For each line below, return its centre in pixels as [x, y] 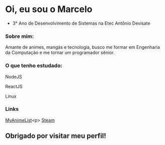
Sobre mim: [20, 36]
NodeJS [14, 77]
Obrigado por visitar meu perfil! [56, 136]
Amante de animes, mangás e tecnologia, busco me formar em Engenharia [82, 47]
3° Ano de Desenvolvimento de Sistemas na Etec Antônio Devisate [81, 23]
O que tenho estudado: [34, 65]
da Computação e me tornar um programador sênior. [60, 53]
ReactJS [14, 86]
